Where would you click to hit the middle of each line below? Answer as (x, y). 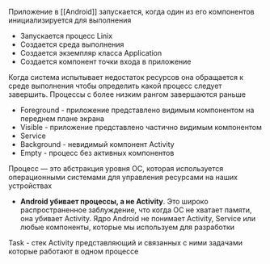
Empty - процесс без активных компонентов (97, 153)
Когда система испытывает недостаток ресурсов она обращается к (126, 77)
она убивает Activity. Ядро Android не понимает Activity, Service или (138, 218)
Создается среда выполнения (72, 44)
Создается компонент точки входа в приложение (105, 61)
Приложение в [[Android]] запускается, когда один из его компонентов (131, 12)
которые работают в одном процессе (74, 251)
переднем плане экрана (62, 119)
